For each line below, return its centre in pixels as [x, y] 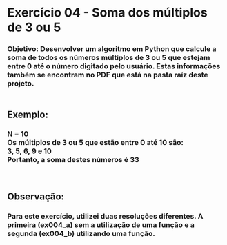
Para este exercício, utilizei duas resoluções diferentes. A [105, 217]
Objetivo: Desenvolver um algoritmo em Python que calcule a [112, 49]
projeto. [21, 84]
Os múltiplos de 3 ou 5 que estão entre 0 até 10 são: [96, 143]
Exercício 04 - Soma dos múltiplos [108, 13]
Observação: [36, 197]
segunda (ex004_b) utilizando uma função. [81, 234]
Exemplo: [28, 114]
